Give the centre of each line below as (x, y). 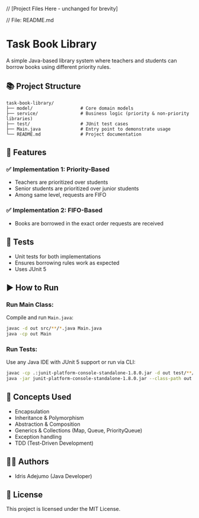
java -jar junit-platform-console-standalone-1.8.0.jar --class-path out (99, 379)
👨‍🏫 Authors (28, 462)
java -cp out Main (29, 334)
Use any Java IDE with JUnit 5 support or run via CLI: (71, 362)
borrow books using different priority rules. (59, 67)
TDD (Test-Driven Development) (54, 443)
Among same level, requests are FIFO (60, 195)
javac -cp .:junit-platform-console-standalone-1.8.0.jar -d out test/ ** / (100, 373)
